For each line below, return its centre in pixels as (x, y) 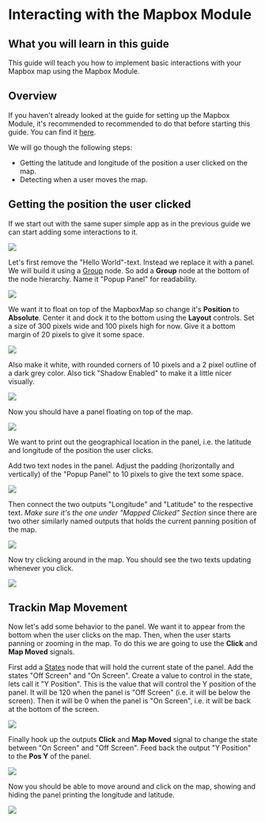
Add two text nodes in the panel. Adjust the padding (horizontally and (121, 466)
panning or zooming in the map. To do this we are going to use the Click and (133, 644)
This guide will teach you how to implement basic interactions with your (125, 63)
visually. (21, 381)
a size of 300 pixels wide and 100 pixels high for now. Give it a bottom (122, 325)
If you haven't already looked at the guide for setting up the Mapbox (119, 115)
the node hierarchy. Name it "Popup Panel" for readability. (103, 279)
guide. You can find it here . (52, 131)
